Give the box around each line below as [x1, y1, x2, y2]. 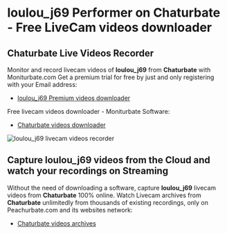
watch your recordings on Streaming [7, 165, 168, 177]
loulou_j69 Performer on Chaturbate [7, 5, 221, 21]
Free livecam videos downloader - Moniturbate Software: [7, 108, 170, 115]
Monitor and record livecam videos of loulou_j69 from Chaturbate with [7, 66, 211, 74]
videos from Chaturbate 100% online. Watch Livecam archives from [7, 191, 202, 199]
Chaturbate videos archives [17, 219, 97, 227]
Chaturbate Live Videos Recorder [7, 47, 154, 59]
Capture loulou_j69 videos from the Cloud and [7, 154, 211, 166]
